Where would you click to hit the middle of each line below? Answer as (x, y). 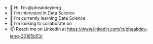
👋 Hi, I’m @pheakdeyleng (35, 8)
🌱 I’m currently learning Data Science (48, 18)
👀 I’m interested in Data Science (42, 13)
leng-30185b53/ (26, 36)
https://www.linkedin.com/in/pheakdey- (107, 29)
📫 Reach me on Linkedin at (38, 29)
